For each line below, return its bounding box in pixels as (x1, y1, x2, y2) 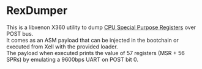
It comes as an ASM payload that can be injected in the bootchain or (6, 36, 179, 44)
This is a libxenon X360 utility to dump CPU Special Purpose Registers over (6, 24, 196, 31)
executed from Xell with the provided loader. (6, 43, 118, 50)
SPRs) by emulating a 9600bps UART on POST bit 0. (6, 56, 139, 63)
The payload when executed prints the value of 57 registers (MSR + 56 (6, 49, 185, 56)
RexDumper (6, 4, 68, 18)
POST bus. (6, 30, 34, 37)
